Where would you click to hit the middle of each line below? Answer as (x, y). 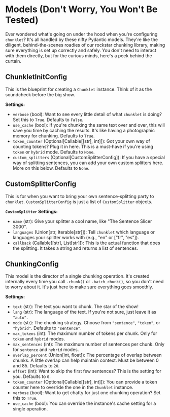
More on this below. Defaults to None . (51, 168)
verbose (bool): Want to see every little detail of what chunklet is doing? (87, 114)
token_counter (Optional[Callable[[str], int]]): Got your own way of (81, 141)
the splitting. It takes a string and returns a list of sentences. (75, 248)
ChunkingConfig (32, 264)
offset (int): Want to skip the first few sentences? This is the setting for (87, 371)
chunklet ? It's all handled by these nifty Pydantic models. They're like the (82, 40)
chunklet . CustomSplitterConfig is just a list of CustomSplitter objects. (79, 202)
